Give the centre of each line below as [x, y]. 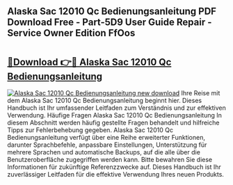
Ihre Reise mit [201, 93]
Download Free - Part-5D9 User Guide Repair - [110, 23]
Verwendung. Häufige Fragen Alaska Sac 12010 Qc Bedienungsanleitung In [115, 115]
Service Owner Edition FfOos [71, 33]
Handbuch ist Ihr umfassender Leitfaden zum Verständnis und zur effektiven [116, 108]
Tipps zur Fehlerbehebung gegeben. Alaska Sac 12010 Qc [90, 130]
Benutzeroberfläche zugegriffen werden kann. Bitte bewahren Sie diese [110, 160]
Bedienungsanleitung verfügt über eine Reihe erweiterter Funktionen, [106, 137]
